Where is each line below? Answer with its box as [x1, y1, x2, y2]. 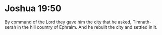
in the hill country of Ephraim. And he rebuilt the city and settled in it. [17, 24, 158, 30]
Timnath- [132, 19, 152, 25]
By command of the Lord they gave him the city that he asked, [4, 19, 132, 25]
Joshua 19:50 [4, 3, 61, 14]
